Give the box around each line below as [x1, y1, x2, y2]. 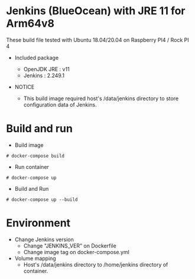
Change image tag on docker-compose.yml [23, 248, 130, 255]
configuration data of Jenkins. [23, 101, 97, 108]
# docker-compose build [6, 153, 65, 159]
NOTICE [14, 83, 35, 90]
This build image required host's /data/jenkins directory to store [23, 95, 179, 102]
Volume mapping [14, 255, 56, 262]
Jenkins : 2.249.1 [23, 72, 65, 79]
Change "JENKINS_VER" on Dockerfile [23, 242, 116, 249]
